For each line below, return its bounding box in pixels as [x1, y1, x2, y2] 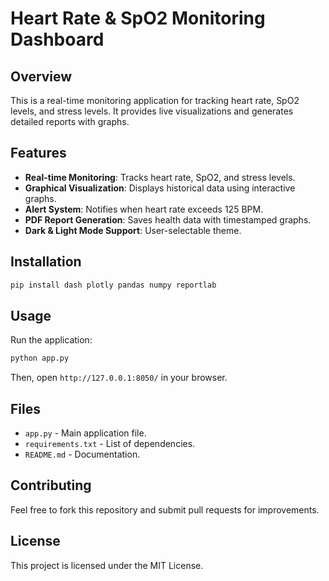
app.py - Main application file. [24, 427, 147, 439]
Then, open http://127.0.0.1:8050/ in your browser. [10, 372, 228, 384]
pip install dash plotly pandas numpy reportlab [10, 280, 217, 290]
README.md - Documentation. [24, 448, 141, 460]
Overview [10, 68, 73, 85]
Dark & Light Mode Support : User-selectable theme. [24, 224, 242, 236]
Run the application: [10, 334, 93, 346]
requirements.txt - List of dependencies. [24, 438, 196, 449]
